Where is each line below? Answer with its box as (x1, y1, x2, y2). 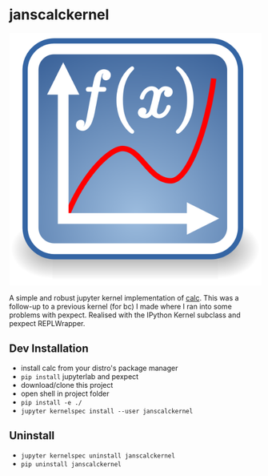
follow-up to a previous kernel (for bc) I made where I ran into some (9, 301, 233, 311)
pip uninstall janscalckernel (20, 460, 122, 468)
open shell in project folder (20, 389, 110, 398)
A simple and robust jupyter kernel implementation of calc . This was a (9, 292, 239, 302)
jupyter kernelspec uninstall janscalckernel (20, 451, 175, 460)
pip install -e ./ (20, 398, 82, 406)
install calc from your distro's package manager (20, 363, 178, 373)
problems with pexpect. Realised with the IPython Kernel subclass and (9, 310, 241, 320)
